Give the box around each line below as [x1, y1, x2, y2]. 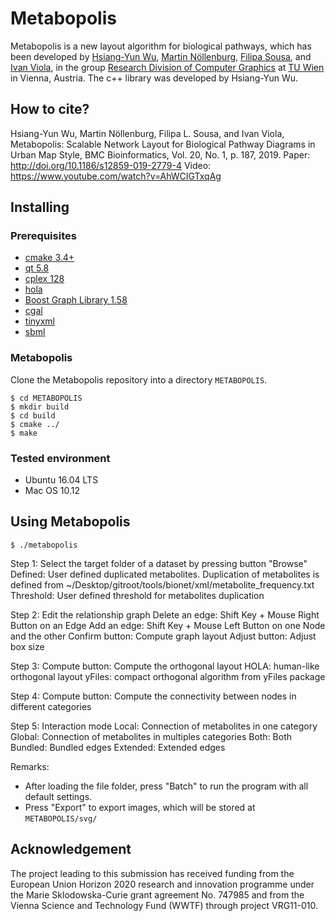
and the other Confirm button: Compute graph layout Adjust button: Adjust [10, 630, 317, 642]
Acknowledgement [10, 841, 132, 858]
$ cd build [10, 410, 56, 421]
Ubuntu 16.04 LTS [24, 474, 99, 486]
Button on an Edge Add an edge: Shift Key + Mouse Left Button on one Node [10, 619, 326, 631]
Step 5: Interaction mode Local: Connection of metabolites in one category [10, 720, 318, 732]
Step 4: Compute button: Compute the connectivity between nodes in [10, 690, 297, 702]
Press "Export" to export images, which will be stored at [24, 801, 256, 813]
